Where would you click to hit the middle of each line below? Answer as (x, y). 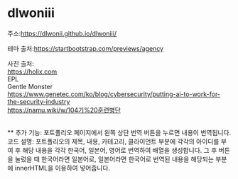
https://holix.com (32, 71)
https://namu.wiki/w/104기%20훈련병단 (64, 110)
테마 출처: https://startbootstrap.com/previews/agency (86, 48)
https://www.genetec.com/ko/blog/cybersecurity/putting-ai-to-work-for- (114, 94)
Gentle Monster (30, 86)
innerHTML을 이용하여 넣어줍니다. (63, 168)
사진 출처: (21, 63)
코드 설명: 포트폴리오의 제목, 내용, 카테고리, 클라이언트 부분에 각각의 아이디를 (113, 141)
